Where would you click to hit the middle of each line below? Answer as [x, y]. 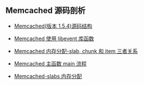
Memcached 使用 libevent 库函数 [54, 38]
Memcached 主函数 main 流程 [50, 63]
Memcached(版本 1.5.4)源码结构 [53, 26]
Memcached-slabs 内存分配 [48, 76]
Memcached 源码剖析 [46, 11]
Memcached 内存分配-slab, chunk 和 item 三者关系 [76, 51]
